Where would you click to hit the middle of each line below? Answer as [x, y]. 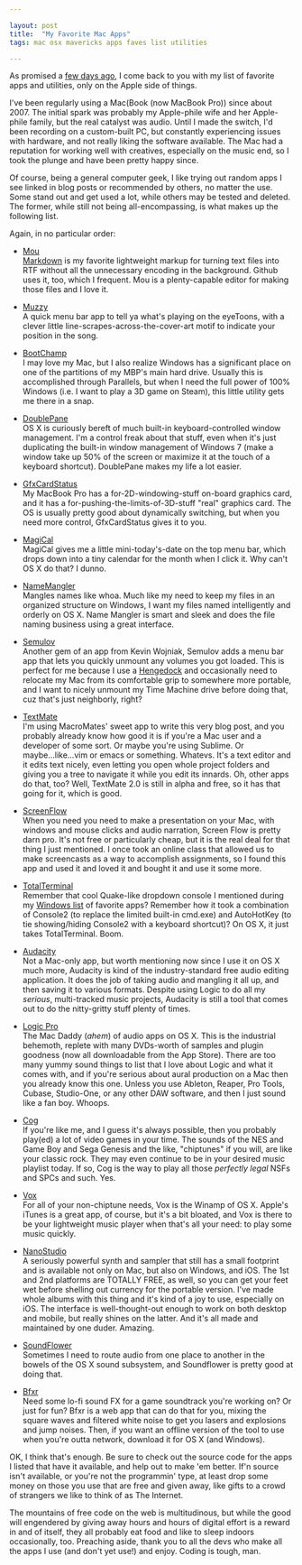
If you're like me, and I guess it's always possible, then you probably [149, 1130]
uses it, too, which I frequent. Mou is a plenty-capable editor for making [156, 280]
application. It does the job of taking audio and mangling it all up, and [151, 980]
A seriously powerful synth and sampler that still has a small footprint [151, 1261]
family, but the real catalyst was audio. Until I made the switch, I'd [151, 122]
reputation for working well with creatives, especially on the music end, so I [149, 151]
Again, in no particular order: [63, 234]
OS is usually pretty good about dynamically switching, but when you [151, 513]
